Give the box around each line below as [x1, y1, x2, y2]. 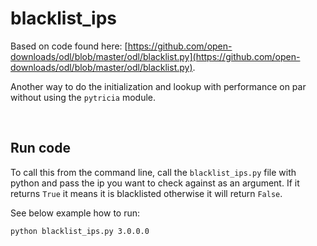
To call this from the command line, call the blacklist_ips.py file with [10, 166, 297, 178]
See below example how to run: [10, 207, 141, 219]
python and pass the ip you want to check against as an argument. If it [10, 177, 300, 189]
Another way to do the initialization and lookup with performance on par [10, 80, 307, 92]
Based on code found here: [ [10, 40, 128, 52]
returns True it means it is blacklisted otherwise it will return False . [10, 187, 283, 199]
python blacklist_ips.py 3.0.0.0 [10, 226, 150, 236]
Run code [10, 140, 71, 157]
